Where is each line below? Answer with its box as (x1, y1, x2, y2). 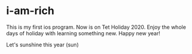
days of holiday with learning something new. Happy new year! (6, 29, 160, 36)
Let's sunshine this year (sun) (6, 41, 79, 48)
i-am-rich (6, 4, 55, 18)
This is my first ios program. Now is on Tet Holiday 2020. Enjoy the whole (6, 23, 187, 31)
